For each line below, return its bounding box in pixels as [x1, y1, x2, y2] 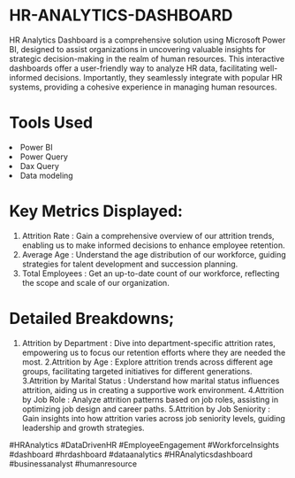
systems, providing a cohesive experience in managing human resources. [9, 81, 277, 92]
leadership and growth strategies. [21, 422, 145, 433]
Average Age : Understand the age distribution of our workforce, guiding [21, 249, 287, 259]
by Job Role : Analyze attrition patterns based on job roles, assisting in [21, 394, 279, 405]
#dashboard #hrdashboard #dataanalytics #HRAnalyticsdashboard [9, 449, 253, 459]
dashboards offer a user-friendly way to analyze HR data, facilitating [9, 63, 258, 73]
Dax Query [20, 160, 60, 171]
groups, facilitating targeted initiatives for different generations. [21, 366, 253, 376]
